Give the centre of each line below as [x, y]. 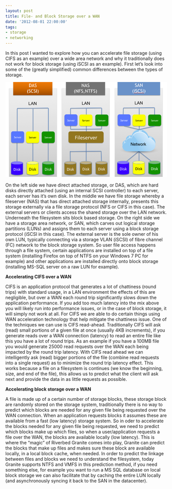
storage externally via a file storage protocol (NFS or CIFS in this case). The [85, 207]
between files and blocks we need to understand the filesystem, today [80, 459]
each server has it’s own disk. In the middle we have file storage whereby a [85, 196]
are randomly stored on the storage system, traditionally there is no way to [84, 404]
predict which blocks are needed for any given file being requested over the [85, 410]
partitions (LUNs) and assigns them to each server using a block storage [82, 229]
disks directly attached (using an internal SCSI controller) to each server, [82, 190]
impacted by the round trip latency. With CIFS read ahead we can [74, 352]
